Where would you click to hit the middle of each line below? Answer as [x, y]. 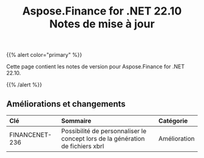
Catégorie [173, 121]
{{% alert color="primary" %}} [44, 55]
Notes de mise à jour [102, 24]
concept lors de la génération [103, 139]
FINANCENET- [31, 135]
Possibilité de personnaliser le [104, 131]
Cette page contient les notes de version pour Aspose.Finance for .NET [96, 67]
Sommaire [76, 121]
